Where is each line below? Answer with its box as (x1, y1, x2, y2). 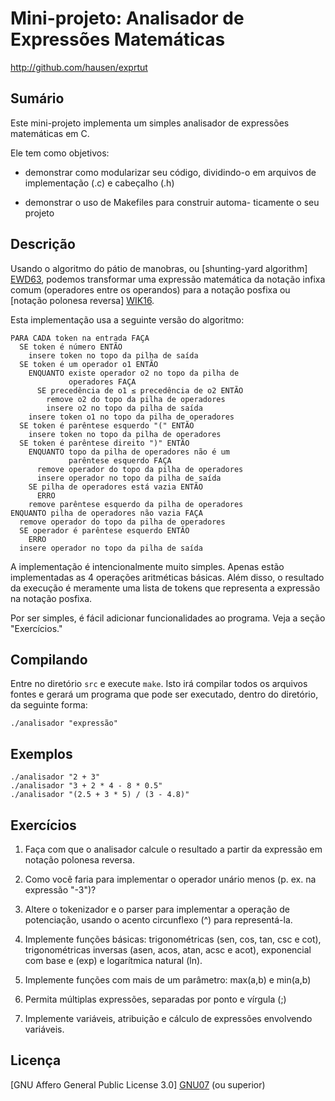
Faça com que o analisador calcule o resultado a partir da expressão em (24, 843, 323, 855)
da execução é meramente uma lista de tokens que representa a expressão (10, 582, 321, 594)
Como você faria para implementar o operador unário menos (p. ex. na (24, 873, 317, 885)
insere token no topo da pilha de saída (28, 350, 199, 361)
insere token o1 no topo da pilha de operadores (28, 412, 235, 422)
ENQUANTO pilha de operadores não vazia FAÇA (10, 508, 203, 518)
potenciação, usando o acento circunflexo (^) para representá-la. (24, 914, 293, 926)
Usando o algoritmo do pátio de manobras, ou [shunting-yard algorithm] (10, 262, 308, 274)
